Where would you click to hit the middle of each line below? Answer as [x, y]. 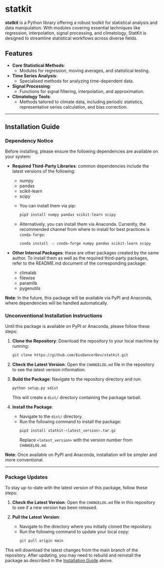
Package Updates [26, 477]
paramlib [28, 283]
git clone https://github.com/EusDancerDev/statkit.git [70, 355]
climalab [28, 273]
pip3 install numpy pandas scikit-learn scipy [68, 215]
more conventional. [24, 460]
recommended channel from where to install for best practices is [84, 229]
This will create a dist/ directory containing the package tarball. [77, 398]
